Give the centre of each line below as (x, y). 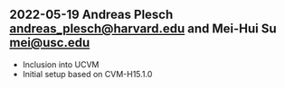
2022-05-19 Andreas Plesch (91, 15)
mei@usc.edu (50, 43)
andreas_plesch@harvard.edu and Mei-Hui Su (143, 29)
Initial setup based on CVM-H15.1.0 (87, 74)
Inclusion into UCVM (61, 64)
